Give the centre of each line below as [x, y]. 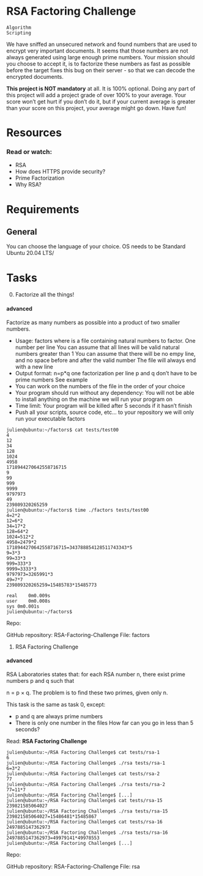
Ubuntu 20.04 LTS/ [30, 253]
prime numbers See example [51, 380]
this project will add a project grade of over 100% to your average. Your [96, 95]
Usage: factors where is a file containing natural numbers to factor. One [105, 340]
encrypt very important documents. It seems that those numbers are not [97, 51]
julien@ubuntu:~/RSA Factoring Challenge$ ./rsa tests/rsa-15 [87, 811]
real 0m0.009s [28, 595]
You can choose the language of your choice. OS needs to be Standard [96, 246]
